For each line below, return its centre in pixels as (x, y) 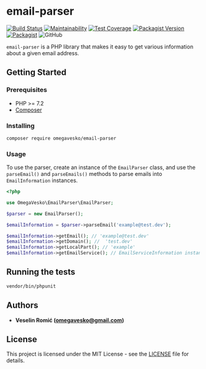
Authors (22, 306)
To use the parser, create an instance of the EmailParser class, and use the (101, 167)
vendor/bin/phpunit (31, 286)
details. (16, 360)
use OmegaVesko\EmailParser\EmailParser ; (60, 203)
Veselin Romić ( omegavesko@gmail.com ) (70, 320)
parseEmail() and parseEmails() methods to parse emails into (84, 174)
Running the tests (41, 272)
